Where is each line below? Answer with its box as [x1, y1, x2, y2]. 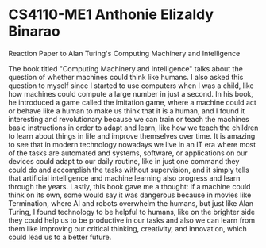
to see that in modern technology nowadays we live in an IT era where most [8, 139, 256, 149]
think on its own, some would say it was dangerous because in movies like [8, 190, 252, 200]
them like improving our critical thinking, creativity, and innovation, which [8, 223, 248, 233]
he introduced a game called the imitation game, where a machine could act [8, 97, 256, 107]
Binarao [8, 22, 61, 40]
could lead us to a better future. [8, 232, 112, 242]
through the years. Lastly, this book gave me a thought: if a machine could [8, 181, 251, 191]
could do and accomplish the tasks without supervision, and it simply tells [8, 165, 250, 174]
